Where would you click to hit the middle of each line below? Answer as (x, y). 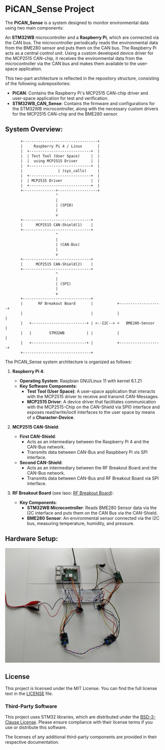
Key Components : (38, 502)
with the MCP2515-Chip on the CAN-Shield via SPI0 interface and (93, 407)
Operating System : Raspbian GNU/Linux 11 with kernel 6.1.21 (81, 381)
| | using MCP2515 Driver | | (60, 161)
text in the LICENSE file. (29, 693)
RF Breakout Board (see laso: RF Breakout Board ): (63, 493)
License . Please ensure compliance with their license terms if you (87, 722)
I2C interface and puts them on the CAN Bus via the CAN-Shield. (92, 513)
